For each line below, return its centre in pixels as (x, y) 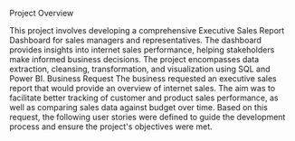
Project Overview (42, 13)
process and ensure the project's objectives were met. (111, 127)
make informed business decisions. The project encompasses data (134, 59)
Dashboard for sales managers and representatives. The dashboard (136, 40)
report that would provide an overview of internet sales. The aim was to (143, 88)
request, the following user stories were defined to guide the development (147, 117)
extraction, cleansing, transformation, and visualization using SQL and (140, 69)
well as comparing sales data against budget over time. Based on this (139, 107)
